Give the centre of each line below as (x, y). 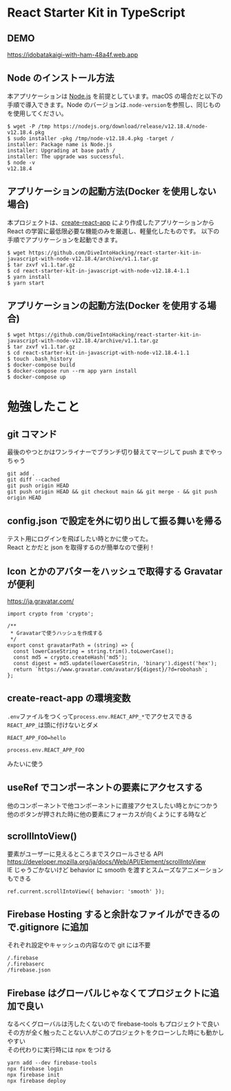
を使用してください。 (37, 113)
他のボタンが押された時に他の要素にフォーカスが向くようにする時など (107, 814)
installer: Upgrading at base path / (61, 150)
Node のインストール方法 (61, 78)
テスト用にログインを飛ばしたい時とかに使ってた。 (80, 539)
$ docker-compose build (41, 365)
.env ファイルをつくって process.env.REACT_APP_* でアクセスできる (100, 716)
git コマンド (32, 434)
